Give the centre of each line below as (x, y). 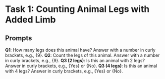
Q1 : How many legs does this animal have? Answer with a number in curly (80, 50)
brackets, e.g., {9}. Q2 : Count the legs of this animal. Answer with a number (82, 55)
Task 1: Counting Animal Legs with (77, 9)
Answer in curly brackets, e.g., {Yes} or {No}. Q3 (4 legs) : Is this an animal (81, 66)
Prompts (19, 38)
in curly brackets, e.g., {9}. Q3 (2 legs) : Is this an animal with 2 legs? (75, 60)
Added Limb (30, 20)
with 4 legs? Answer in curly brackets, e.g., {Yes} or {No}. (64, 71)
